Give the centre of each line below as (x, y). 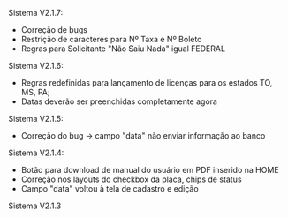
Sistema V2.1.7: (36, 13)
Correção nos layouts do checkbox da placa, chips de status (131, 179)
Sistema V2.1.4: (36, 153)
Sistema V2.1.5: (36, 119)
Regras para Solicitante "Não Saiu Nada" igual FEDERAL (123, 49)
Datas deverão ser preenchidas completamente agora (119, 101)
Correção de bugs (54, 30)
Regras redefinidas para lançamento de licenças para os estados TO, (147, 83)
